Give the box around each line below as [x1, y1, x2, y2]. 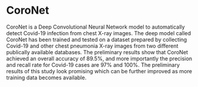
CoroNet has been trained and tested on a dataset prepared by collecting [6, 36, 187, 43]
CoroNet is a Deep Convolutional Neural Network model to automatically [6, 23, 185, 30]
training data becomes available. [6, 74, 87, 81]
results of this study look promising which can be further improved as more [6, 67, 193, 74]
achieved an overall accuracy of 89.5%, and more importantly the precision [6, 55, 193, 62]
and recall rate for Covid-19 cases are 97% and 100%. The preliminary [6, 61, 180, 69]
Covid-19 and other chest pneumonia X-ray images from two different [6, 42, 179, 49]
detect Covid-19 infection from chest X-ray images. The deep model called [6, 29, 191, 36]
